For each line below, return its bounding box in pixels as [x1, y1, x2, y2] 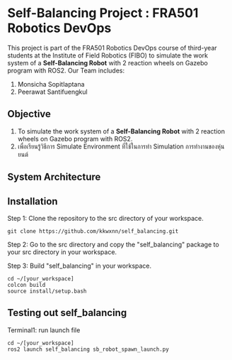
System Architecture [7, 171, 101, 183]
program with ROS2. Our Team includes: [7, 66, 125, 75]
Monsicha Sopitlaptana [17, 80, 85, 88]
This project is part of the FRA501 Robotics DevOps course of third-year [7, 43, 217, 52]
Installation [7, 195, 58, 207]
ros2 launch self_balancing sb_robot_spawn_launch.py [7, 346, 170, 353]
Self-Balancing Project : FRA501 [7, 5, 199, 21]
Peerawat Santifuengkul [17, 87, 88, 96]
